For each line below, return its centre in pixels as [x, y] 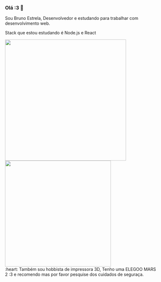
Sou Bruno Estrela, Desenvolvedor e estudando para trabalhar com [72, 18]
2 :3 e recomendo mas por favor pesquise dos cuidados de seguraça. [74, 274]
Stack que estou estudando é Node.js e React [51, 33]
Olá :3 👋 [15, 8]
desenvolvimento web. [28, 23]
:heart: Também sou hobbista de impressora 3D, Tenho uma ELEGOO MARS [80, 269]
